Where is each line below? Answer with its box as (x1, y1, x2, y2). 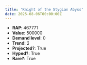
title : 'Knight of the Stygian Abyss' (5, 7, 84, 12)
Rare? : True (12, 55, 36, 61)
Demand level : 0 (12, 35, 46, 41)
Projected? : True (12, 45, 47, 51)
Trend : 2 (12, 40, 30, 46)
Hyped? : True (12, 50, 40, 56)
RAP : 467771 (12, 25, 38, 30)
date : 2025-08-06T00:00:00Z (5, 12, 62, 16)
